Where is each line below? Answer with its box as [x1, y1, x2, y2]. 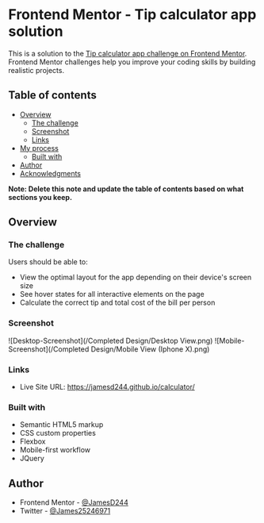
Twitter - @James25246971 [19, 506, 111, 516]
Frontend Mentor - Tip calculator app [8, 6, 257, 24]
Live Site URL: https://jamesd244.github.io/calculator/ [19, 383, 196, 392]
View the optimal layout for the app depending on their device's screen [19, 272, 252, 283]
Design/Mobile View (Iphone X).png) [90, 344, 210, 354]
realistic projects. [8, 65, 65, 75]
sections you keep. [8, 192, 73, 202]
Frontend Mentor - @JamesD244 [19, 498, 128, 507]
